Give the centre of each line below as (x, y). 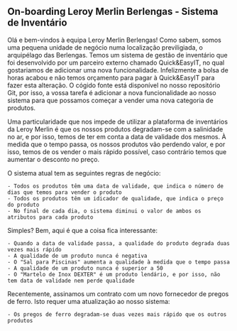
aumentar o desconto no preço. (54, 159)
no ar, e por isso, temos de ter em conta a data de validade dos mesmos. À (117, 136)
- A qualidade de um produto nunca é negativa (77, 256)
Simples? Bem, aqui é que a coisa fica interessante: (83, 230)
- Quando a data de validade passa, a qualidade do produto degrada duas (119, 243)
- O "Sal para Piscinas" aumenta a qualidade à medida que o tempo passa (119, 262)
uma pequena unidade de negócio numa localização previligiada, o (105, 47)
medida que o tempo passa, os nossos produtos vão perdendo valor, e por (116, 144)
